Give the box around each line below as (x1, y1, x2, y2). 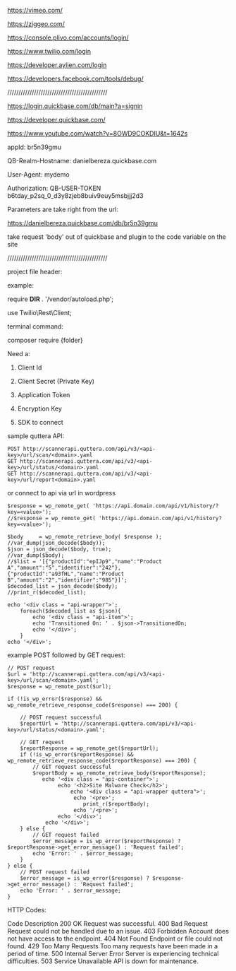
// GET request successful (32, 763, 112, 770)
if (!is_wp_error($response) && (7, 695, 102, 702)
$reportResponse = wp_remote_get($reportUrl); (20, 745, 159, 752)
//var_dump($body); (7, 552, 65, 559)
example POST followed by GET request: (7, 651, 125, 659)
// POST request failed (20, 869, 90, 876)
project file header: (7, 268, 63, 276)
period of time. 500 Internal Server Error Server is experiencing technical (7, 950, 219, 958)
